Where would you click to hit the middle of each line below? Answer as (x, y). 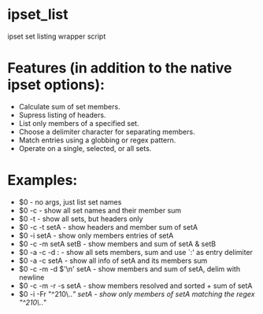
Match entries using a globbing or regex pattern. (97, 140)
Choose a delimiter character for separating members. (107, 131)
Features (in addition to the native (120, 68)
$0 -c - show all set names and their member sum (100, 210)
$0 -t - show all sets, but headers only (81, 219)
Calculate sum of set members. (69, 106)
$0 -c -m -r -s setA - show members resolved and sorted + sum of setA (135, 286)
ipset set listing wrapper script (57, 36)
